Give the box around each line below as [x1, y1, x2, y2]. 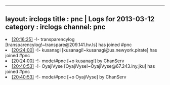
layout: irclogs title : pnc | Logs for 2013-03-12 [5, 15, 155, 23]
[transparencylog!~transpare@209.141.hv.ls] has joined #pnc [5, 41, 132, 48]
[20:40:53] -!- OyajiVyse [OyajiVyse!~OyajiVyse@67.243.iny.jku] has [12, 63, 155, 69]
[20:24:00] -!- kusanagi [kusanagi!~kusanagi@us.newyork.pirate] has [12, 47, 157, 53]
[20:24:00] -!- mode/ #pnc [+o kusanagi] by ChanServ [12, 58, 124, 64]
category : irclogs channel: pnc [5, 23, 106, 31]
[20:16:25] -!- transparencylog [12, 36, 75, 42]
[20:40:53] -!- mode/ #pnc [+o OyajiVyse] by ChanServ [12, 74, 126, 80]
